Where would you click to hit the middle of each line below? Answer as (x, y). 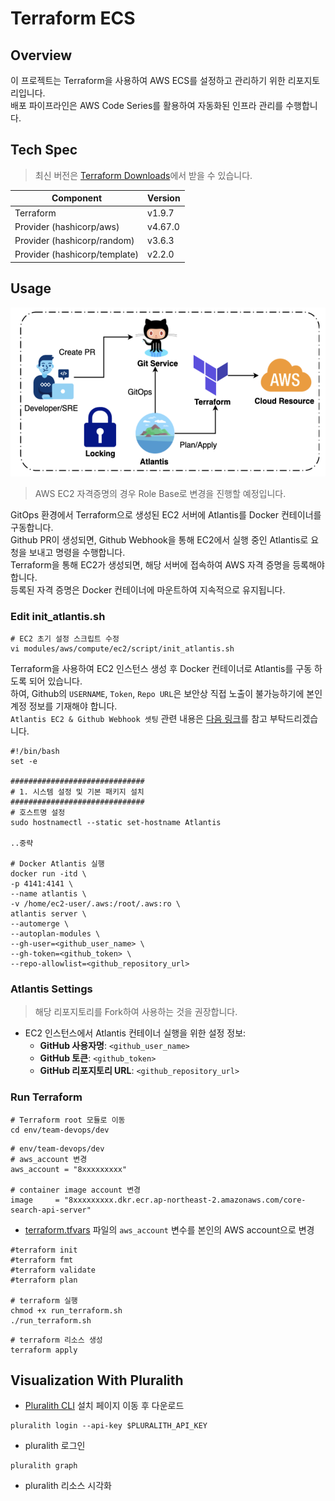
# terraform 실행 (44, 1300)
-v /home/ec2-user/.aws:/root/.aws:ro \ (96, 903)
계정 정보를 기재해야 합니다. (64, 706)
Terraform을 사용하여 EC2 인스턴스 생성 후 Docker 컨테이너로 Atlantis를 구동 (161, 668)
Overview (41, 55)
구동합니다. (32, 527)
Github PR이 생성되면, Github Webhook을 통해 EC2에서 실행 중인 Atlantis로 (159, 539)
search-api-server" (51, 1210)
